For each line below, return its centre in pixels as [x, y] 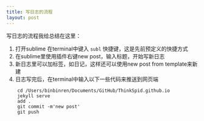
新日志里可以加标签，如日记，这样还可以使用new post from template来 [104, 64]
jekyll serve [34, 96]
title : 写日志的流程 [30, 12]
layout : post [23, 18]
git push [28, 112]
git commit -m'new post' [49, 106]
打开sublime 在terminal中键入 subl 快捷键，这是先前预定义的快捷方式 [101, 49]
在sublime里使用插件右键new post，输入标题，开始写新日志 [90, 56]
